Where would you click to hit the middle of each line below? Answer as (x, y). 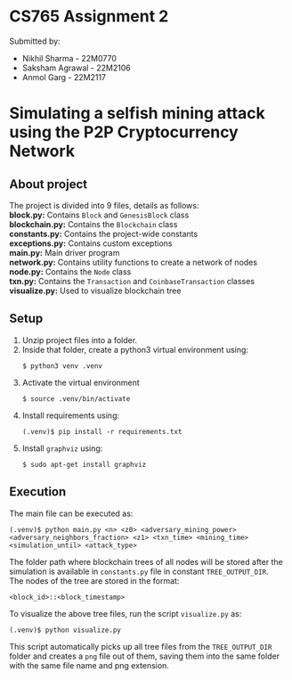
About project (48, 184)
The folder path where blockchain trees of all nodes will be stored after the (146, 561)
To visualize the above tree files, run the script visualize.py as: (126, 613)
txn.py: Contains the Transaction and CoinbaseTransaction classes (132, 281)
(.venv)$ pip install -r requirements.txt (102, 431)
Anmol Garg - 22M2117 (64, 77)
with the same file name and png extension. (89, 665)
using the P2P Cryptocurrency (124, 132)
